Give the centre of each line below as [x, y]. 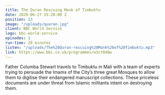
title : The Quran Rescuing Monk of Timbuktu [53, 10]
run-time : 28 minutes [28, 43]
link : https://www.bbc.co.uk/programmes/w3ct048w [59, 52]
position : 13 [19, 19]
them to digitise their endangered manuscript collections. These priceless [82, 77]
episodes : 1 [18, 38]
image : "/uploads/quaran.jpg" [37, 24]
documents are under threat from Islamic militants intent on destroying [79, 83]
